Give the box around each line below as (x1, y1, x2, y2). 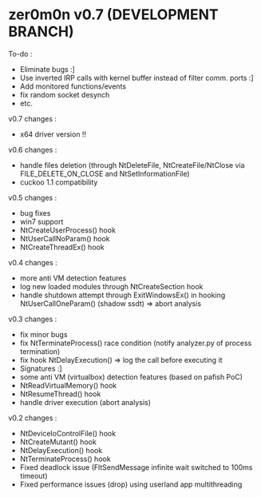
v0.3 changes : (8, 314, 57, 324)
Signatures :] (19, 364, 62, 373)
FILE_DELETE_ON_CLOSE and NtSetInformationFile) (19, 169, 190, 178)
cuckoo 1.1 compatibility (19, 177, 98, 187)
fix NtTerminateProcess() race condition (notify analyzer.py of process (19, 338, 252, 348)
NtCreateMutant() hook (19, 437, 97, 447)
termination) (19, 346, 61, 356)
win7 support (19, 217, 64, 226)
